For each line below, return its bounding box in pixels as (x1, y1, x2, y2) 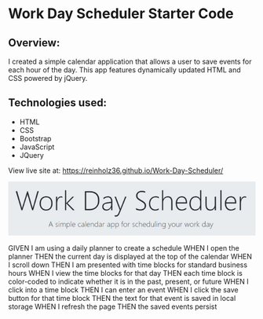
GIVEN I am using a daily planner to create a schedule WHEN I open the (8, 244, 239, 253)
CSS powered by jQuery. (8, 74, 88, 82)
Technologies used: (8, 96, 108, 110)
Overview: (8, 36, 60, 49)
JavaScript (19, 142, 55, 152)
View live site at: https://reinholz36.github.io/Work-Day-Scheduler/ (8, 166, 224, 175)
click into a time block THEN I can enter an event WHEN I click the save (8, 285, 239, 295)
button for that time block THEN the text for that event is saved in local (8, 294, 236, 303)
